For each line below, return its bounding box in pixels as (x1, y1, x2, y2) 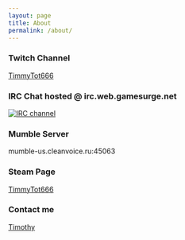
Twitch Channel (8, 52, 71, 64)
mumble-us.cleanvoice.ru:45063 (8, 146, 116, 156)
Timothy (8, 222, 36, 231)
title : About (8, 19, 52, 27)
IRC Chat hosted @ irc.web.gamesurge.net (8, 91, 177, 102)
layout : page (8, 11, 52, 20)
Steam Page (8, 166, 56, 177)
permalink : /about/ (8, 26, 73, 34)
